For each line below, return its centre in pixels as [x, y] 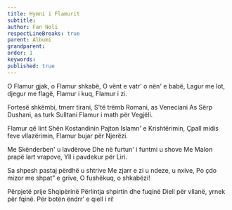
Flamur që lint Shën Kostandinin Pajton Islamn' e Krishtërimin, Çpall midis [113, 128]
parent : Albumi [30, 40]
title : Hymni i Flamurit [44, 14]
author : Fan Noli [33, 27]
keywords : [22, 60]
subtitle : [22, 20]
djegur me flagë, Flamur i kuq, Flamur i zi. [67, 93]
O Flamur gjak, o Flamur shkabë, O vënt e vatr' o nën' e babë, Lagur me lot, [116, 86]
